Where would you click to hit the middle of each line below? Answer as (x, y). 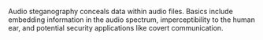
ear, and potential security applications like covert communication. (116, 28)
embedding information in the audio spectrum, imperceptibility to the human (132, 20)
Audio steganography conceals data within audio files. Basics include (121, 11)
